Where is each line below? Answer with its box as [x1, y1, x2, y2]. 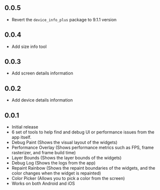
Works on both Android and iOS [11, 181, 75, 187]
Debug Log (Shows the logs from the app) [11, 160, 96, 166]
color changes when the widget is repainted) [11, 170, 101, 176]
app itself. [11, 134, 32, 140]
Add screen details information [11, 70, 73, 76]
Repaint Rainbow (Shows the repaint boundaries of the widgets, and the [11, 165, 156, 171]
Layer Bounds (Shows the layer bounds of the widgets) [11, 155, 122, 161]
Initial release [11, 124, 38, 130]
